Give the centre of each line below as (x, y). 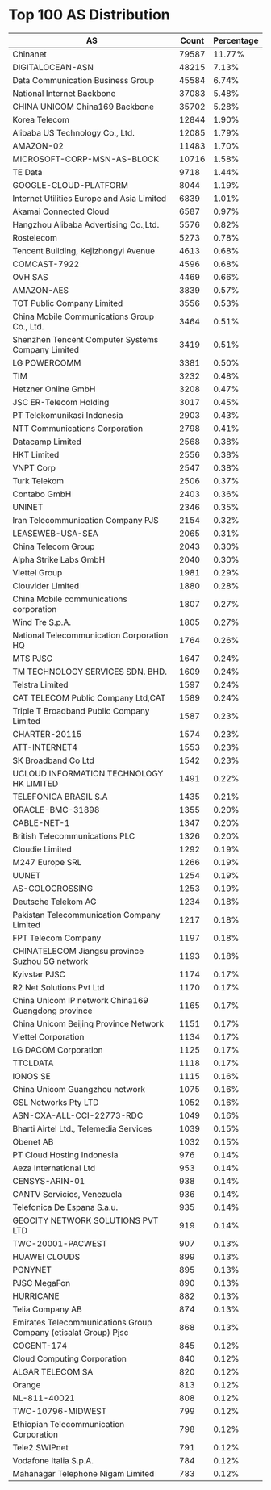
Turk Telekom (38, 480)
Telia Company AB (47, 1309)
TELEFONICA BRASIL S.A (60, 797)
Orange (27, 1384)
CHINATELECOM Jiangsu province (78, 951)
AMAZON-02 (38, 145)
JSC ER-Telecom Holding (61, 402)
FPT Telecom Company (57, 938)
